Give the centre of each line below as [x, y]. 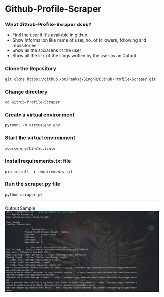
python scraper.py [24, 195]
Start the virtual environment [40, 138]
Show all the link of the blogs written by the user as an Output [74, 56]
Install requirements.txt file [38, 161]
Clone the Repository [31, 69]
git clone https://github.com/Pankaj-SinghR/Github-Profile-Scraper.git [81, 79]
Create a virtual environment [40, 115]
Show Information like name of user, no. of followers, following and [79, 40]
